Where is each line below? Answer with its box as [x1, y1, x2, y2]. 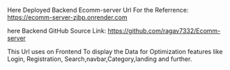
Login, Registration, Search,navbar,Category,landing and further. [7, 55, 192, 63]
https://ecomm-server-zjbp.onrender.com [7, 13, 128, 21]
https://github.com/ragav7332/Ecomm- [107, 27, 221, 35]
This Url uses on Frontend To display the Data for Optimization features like [7, 48, 223, 55]
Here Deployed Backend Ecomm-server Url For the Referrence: [7, 6, 189, 14]
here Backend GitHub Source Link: [7, 27, 107, 35]
